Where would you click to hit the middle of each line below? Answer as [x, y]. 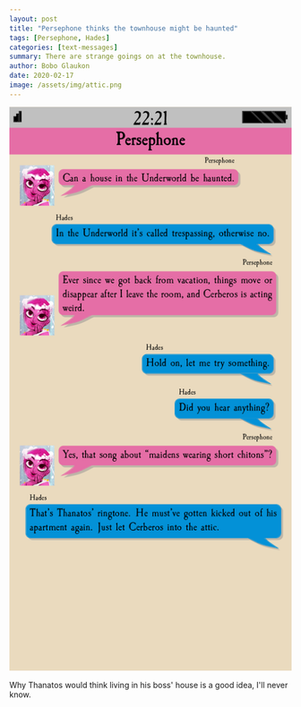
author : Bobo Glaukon [50, 66]
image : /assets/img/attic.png [66, 85]
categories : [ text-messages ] [64, 47]
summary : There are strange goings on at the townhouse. [118, 57]
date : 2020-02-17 [42, 76]
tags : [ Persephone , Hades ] [60, 38]
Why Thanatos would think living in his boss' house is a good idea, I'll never [149, 685]
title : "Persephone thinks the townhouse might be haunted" [124, 28]
